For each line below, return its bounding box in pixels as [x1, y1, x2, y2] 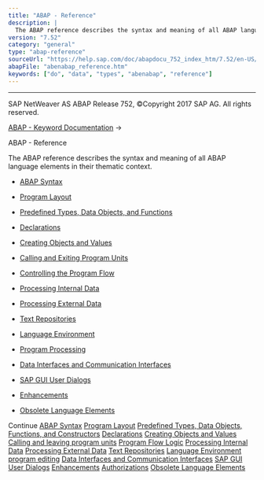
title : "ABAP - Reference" [8, 11, 97, 20]
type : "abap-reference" [8, 48, 86, 56]
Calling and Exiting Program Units [19, 253, 128, 262]
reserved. [8, 107, 39, 116]
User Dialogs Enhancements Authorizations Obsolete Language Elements [8, 462, 246, 472]
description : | [8, 19, 58, 27]
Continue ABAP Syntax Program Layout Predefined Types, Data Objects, [8, 420, 243, 430]
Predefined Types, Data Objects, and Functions [19, 207, 173, 216]
